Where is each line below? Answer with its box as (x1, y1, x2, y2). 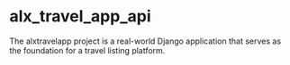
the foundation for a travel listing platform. (9, 45, 166, 55)
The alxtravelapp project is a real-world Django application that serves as (9, 36, 282, 46)
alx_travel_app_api (9, 6, 151, 27)
